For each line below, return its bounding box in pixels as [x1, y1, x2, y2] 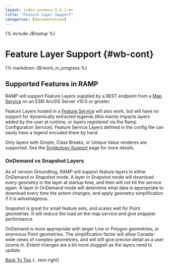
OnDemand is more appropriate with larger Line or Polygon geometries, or [5, 226, 159, 232]
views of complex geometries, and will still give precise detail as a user [16, 237, 164, 243]
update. [5, 247, 21, 253]
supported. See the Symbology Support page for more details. [5, 145, 135, 151]
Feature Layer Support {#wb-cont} [5, 48, 154, 60]
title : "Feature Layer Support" [5, 12, 73, 17]
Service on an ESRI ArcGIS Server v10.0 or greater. [5, 98, 111, 104]
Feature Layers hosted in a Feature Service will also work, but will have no [5, 108, 159, 114]
